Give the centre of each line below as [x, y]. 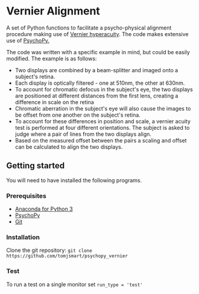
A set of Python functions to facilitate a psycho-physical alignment [89, 28]
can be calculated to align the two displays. [69, 147]
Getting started [36, 166]
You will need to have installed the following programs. [74, 180]
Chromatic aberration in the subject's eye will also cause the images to [103, 108]
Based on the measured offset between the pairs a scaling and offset [101, 140]
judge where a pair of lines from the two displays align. [83, 134]
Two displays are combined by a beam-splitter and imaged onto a [96, 70]
